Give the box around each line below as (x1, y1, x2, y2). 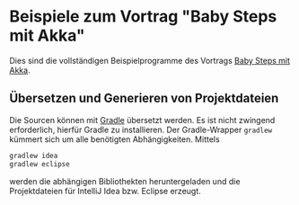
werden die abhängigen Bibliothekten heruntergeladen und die (9, 175, 241, 186)
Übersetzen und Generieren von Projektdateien (9, 91, 279, 106)
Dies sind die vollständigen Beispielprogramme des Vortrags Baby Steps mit (9, 55, 290, 66)
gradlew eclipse (9, 159, 70, 168)
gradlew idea (9, 151, 58, 160)
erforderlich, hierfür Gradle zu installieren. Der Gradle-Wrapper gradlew (9, 124, 273, 135)
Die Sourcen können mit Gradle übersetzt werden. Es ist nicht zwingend (9, 114, 276, 125)
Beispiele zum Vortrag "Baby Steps (9, 6, 277, 27)
